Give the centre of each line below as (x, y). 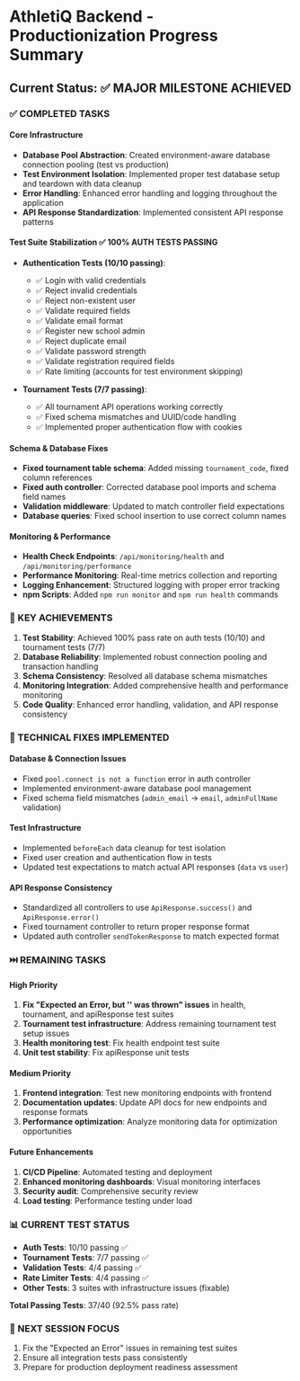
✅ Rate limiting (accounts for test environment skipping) (139, 371)
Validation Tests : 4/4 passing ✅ (82, 1267)
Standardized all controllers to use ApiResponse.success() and (137, 908)
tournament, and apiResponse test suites (98, 1014)
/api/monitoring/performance (77, 567)
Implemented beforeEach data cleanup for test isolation (124, 848)
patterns (38, 221)
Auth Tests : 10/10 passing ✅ (75, 1247)
